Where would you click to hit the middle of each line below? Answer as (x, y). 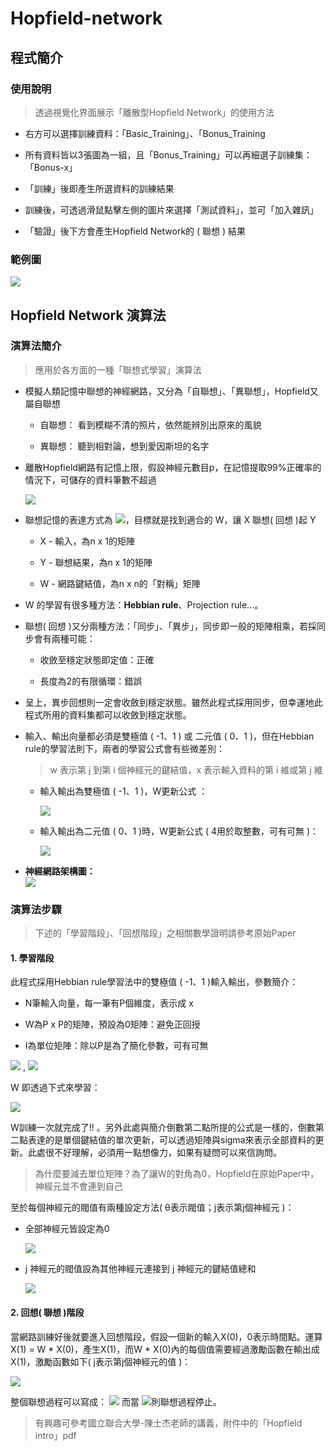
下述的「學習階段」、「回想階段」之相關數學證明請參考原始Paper (165, 933)
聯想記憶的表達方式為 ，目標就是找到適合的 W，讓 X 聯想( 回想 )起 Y (170, 519)
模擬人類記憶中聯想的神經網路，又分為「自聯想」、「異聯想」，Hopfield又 (171, 391)
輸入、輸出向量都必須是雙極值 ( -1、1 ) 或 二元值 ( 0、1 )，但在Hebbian (169, 736)
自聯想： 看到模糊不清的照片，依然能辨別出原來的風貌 (150, 424)
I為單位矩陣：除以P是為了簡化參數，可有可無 (116, 1046)
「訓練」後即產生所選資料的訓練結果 (99, 188)
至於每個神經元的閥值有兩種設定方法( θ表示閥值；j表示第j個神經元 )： (152, 1208)
